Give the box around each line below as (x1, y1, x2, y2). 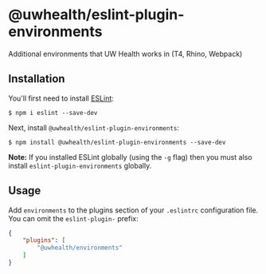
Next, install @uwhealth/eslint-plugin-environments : (8, 122, 179, 133)
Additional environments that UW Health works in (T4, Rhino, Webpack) (8, 49, 243, 58)
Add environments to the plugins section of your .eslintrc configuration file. (8, 205, 259, 215)
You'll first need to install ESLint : (8, 93, 114, 103)
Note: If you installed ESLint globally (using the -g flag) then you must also (8, 152, 252, 161)
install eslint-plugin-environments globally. (8, 161, 152, 170)
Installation (8, 72, 65, 85)
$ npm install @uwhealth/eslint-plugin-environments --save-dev (8, 138, 226, 146)
